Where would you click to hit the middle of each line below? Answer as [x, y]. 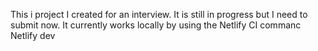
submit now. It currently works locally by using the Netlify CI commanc [156, 25]
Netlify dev [33, 35]
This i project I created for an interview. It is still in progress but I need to [159, 14]
